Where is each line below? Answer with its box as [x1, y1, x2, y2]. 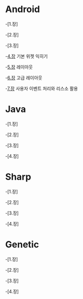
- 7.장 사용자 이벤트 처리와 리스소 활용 [5, 85, 78, 92]
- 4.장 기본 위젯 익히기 [5, 53, 48, 59]
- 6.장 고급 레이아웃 [5, 74, 43, 80]
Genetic [5, 239, 39, 250]
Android [5, 4, 40, 15]
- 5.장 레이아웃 [5, 64, 33, 70]
